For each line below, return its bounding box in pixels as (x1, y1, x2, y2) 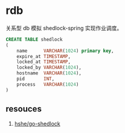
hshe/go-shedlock (14, 120, 61, 127)
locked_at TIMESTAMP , (16, 59, 71, 65)
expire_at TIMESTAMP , (16, 53, 71, 59)
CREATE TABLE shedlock (5, 36, 63, 42)
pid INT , (16, 76, 55, 82)
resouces (5, 104, 42, 114)
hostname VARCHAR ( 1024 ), (16, 70, 82, 76)
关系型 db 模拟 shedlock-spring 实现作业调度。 (5, 24, 123, 31)
